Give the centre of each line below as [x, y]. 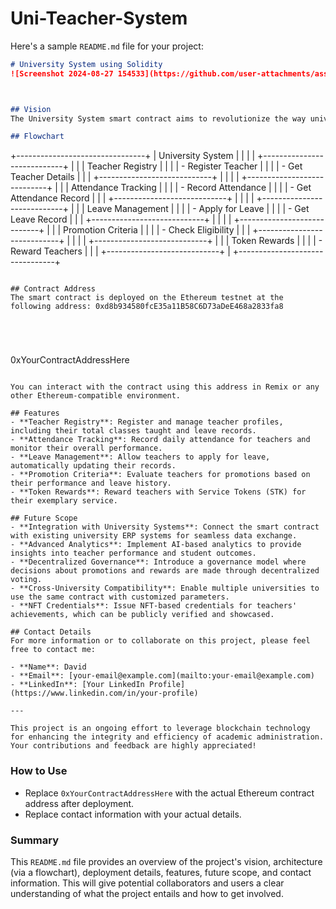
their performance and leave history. [91, 483]
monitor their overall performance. [86, 448]
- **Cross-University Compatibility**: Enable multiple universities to [165, 588]
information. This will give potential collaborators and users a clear [147, 883]
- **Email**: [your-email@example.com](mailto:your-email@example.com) [162, 676]
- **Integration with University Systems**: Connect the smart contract [165, 527]
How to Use [39, 771]
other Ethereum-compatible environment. [96, 396]
